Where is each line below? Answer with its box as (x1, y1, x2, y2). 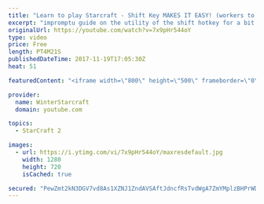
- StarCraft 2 (15, 127, 61, 135)
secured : (8, 184, 37, 192)
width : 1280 (22, 155, 61, 163)
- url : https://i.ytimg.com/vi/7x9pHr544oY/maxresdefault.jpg (15, 148, 223, 156)
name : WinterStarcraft (15, 98, 90, 106)
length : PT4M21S (8, 48, 61, 56)
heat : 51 (8, 63, 37, 71)
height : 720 (22, 162, 61, 171)
